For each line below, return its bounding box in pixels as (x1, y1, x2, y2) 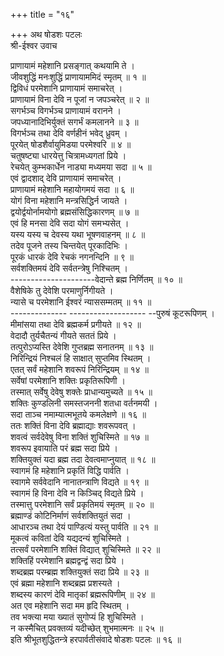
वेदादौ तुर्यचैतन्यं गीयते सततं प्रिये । (10, 330, 117, 341)
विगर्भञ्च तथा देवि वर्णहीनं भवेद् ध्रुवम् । (10, 127, 128, 139)
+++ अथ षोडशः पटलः (10, 29, 83, 40)
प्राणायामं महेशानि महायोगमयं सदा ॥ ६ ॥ (10, 184, 135, 195)
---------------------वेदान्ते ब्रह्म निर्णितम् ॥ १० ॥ (10, 274, 183, 285)
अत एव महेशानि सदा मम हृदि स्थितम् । (10, 600, 130, 611)
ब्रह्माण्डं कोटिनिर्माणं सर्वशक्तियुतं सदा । (10, 510, 132, 521)
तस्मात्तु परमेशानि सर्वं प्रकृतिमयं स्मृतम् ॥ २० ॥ (10, 499, 155, 510)
